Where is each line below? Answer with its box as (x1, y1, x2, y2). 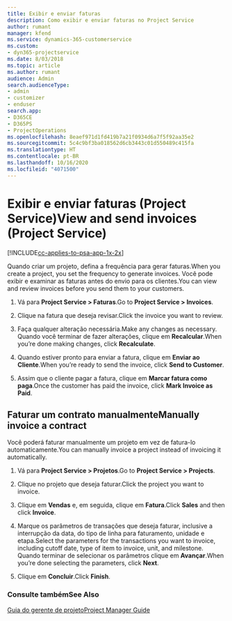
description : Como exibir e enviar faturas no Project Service (7, 17, 194, 24)
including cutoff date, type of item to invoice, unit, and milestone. (17, 544, 204, 553)
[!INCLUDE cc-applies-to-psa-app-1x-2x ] (7, 248, 124, 256)
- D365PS (7, 120, 33, 128)
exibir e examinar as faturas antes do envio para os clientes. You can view (7, 277, 217, 285)
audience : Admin (7, 75, 54, 82)
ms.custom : (7, 43, 39, 49)
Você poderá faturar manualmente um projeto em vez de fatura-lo (7, 438, 196, 447)
